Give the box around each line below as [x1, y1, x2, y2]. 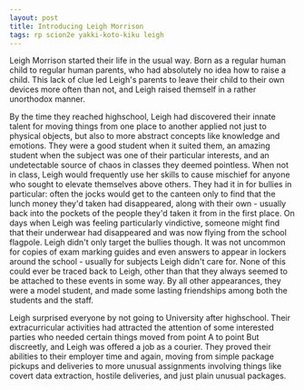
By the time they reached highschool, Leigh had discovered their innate [9, 111, 277, 123]
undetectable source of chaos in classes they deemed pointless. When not [9, 160, 289, 171]
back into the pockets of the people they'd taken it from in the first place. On [9, 208, 295, 219]
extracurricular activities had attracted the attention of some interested [9, 322, 274, 333]
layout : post [9, 13, 59, 23]
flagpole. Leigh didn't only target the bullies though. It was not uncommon [9, 237, 286, 248]
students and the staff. [9, 295, 93, 305]
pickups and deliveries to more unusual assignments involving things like [9, 361, 282, 372]
